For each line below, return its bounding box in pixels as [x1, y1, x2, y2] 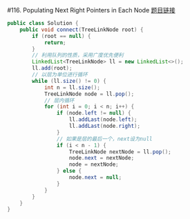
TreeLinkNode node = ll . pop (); [44, 91, 135, 97]
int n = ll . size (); [44, 84, 100, 91]
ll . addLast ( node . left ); [68, 116, 137, 123]
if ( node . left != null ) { [56, 110, 131, 117]
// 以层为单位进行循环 [32, 71, 88, 78]
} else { [56, 168, 82, 175]
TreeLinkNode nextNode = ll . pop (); [68, 148, 171, 155]
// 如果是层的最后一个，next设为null [56, 135, 153, 142]
